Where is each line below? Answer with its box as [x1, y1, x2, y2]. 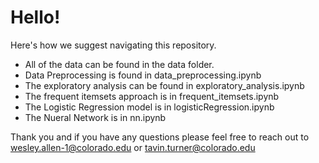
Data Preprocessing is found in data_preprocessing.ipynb [24, 69, 262, 81]
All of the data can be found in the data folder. [24, 58, 215, 70]
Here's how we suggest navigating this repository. [10, 39, 217, 51]
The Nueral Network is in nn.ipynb [24, 111, 167, 123]
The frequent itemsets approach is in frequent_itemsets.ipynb [24, 90, 280, 102]
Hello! [10, 6, 61, 29]
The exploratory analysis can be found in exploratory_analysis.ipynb [24, 79, 305, 91]
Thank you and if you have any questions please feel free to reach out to [10, 131, 310, 143]
